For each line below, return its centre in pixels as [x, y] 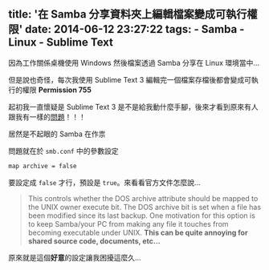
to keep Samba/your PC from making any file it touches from [128, 224]
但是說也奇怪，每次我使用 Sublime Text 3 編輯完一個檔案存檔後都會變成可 [130, 79]
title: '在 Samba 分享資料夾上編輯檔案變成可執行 [128, 14]
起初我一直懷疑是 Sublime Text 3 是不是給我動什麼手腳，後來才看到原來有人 [133, 107]
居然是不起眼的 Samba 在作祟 [57, 134]
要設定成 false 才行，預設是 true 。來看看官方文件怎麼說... [104, 182]
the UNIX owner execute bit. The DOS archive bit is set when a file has [145, 207]
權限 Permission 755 [57, 90]
